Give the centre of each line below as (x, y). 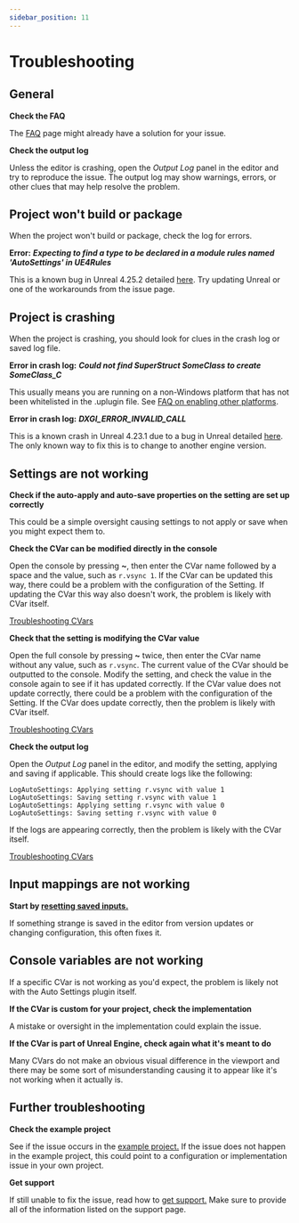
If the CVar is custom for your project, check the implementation (130, 1008)
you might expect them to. (57, 532)
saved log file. (35, 348)
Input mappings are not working (100, 884)
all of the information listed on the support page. (98, 1209)
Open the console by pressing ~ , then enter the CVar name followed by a (143, 566)
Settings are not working (79, 473)
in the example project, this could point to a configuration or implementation (148, 1155)
